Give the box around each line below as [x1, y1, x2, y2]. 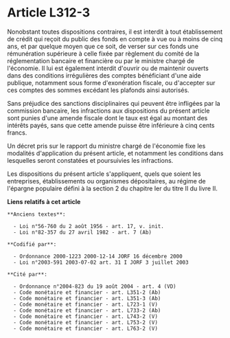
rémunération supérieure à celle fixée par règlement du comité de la [7, 49, 200, 58]
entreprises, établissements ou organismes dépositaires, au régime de [7, 177, 206, 185]
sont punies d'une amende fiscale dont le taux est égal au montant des [7, 113, 208, 122]
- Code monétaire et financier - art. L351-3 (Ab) [13, 295, 161, 302]
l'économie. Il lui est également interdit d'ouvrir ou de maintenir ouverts [7, 64, 209, 72]
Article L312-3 [7, 5, 91, 21]
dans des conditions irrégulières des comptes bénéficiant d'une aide [7, 71, 201, 80]
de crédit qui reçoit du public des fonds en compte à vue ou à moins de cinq [7, 34, 223, 43]
